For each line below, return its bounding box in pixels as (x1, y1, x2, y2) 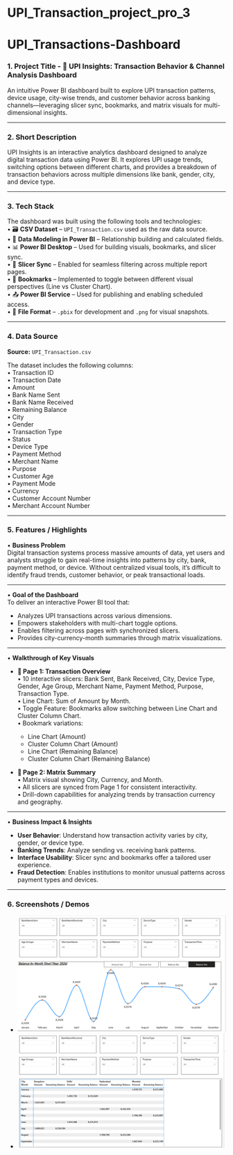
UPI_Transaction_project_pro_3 (7, 5, 191, 21)
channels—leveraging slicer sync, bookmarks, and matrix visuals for (7, 101, 202, 109)
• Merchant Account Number (7, 501, 90, 509)
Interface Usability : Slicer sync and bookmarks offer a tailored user (17, 853, 212, 861)
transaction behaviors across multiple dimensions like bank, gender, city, (7, 170, 215, 178)
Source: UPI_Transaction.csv (7, 347, 92, 356)
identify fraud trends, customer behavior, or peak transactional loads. (7, 571, 206, 579)
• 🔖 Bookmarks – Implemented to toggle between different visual (7, 275, 193, 283)
